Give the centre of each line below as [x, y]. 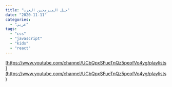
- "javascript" [26, 39]
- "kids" [19, 43]
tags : [11, 29]
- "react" [20, 48]
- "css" [18, 34]
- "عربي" [19, 24]
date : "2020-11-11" [26, 15]
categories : [18, 19]
